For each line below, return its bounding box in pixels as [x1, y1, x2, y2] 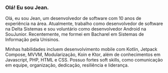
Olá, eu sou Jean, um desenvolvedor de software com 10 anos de [5, 15, 141, 21]
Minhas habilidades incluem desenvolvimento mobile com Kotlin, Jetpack [5, 46, 157, 52]
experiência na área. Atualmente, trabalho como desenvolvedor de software [5, 20, 163, 26]
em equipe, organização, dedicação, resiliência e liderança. [5, 62, 129, 68]
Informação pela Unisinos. [5, 36, 60, 42]
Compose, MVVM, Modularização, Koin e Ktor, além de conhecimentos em [5, 51, 160, 57]
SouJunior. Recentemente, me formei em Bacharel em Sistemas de [5, 31, 144, 37]
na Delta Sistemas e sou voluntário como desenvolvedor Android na [5, 26, 146, 32]
